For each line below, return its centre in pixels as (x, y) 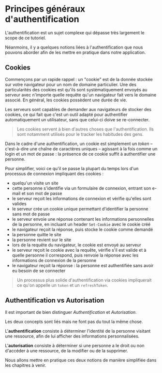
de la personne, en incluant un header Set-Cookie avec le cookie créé (81, 224)
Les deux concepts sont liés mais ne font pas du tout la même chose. (74, 322)
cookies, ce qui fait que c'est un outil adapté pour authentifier (66, 114)
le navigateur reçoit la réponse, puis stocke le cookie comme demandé (82, 229)
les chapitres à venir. (26, 365)
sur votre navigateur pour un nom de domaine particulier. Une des (71, 84)
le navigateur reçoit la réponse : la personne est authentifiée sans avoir (83, 265)
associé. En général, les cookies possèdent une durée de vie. (66, 100)
